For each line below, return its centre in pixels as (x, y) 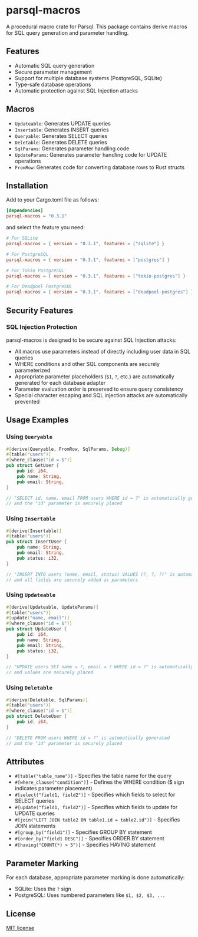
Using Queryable (29, 437)
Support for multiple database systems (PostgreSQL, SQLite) (88, 78)
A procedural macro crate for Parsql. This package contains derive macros (97, 27)
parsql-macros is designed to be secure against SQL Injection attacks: (91, 340)
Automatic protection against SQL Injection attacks (76, 90)
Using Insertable (31, 519)
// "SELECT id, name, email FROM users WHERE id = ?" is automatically (96, 498)
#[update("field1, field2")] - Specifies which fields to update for (96, 807)
